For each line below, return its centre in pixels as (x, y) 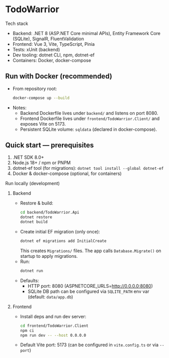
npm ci (27, 331)
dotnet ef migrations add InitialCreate (63, 241)
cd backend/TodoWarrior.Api (50, 213)
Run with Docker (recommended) (59, 77)
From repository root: (35, 88)
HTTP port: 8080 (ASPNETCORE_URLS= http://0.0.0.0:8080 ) (90, 286)
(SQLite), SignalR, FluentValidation (48, 39)
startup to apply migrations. (49, 256)
